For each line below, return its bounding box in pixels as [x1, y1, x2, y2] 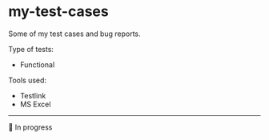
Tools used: [8, 75, 46, 85]
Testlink [19, 90, 46, 100]
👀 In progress [8, 122, 53, 132]
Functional [19, 59, 55, 70]
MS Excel [19, 99, 51, 109]
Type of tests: [8, 44, 54, 54]
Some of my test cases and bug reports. [8, 29, 142, 38]
